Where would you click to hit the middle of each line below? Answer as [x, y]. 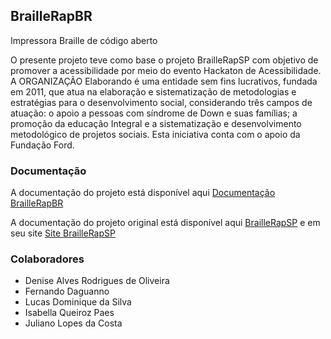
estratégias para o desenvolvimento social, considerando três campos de [161, 102]
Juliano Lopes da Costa [73, 323]
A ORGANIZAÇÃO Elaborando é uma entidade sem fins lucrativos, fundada [164, 81]
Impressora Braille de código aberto [84, 40]
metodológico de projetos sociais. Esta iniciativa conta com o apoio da [155, 134]
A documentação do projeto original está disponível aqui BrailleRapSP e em [165, 223]
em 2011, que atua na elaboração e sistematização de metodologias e [153, 91]
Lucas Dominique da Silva [78, 302]
